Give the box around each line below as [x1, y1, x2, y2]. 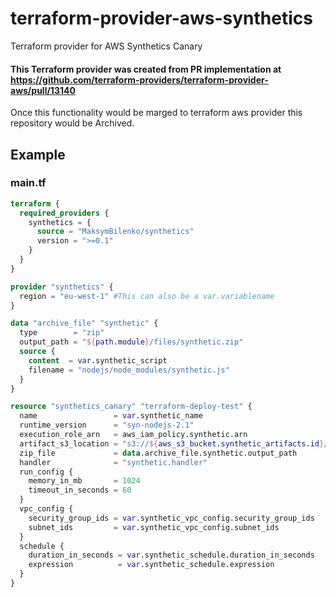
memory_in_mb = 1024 [28, 476, 141, 486]
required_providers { [19, 208, 110, 218]
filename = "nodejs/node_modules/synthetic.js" [28, 365, 230, 375]
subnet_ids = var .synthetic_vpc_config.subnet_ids [28, 522, 280, 532]
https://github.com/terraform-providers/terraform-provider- [10, 73, 269, 86]
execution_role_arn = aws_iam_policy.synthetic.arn [19, 430, 248, 440]
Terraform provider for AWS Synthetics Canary [10, 40, 203, 52]
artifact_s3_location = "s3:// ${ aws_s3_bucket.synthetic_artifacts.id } [19, 438, 325, 449]
